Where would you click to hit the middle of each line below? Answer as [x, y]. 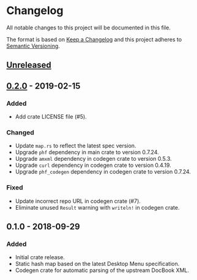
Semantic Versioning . [33, 46]
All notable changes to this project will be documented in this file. [89, 28]
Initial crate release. [40, 257]
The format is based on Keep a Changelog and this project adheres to [94, 39]
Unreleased [29, 65]
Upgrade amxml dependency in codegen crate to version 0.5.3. [94, 159]
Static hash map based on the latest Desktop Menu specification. [97, 264]
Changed [20, 132]
